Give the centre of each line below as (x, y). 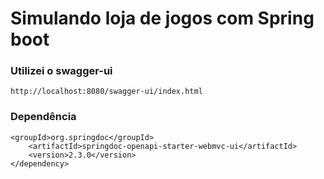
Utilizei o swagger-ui (61, 71)
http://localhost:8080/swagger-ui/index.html (106, 92)
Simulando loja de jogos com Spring (162, 18)
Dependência (43, 117)
